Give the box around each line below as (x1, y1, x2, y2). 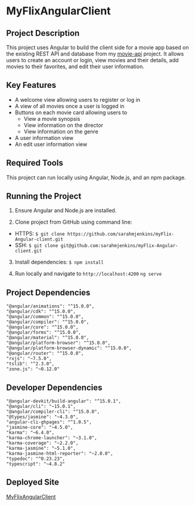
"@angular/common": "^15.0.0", (6, 314, 84, 320)
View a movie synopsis (23, 115, 81, 122)
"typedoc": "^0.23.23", (6, 456, 66, 462)
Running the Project (6, 191, 82, 202)
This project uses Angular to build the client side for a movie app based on (6, 44, 189, 51)
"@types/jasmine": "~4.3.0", (6, 414, 79, 420)
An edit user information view (14, 141, 88, 148)
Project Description (6, 28, 80, 38)
